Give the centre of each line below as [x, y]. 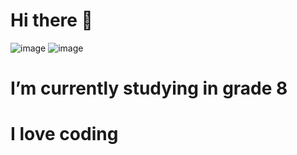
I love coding [64, 134]
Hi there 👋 [51, 20]
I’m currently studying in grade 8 [149, 88]
